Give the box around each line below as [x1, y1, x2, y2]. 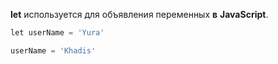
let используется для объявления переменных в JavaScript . [10, 9, 269, 20]
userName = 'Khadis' [10, 45, 97, 56]
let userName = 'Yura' [10, 28, 105, 38]
